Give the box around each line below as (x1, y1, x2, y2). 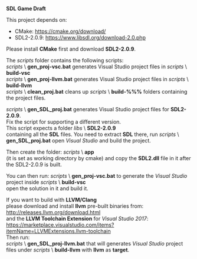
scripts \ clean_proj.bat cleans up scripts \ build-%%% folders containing (6, 88, 188, 95)
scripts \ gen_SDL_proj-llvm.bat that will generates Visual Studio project (6, 240, 183, 247)
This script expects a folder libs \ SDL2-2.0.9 (6, 125, 116, 131)
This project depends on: (6, 16, 67, 23)
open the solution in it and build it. (6, 185, 88, 192)
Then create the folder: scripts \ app (6, 148, 94, 155)
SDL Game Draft (6, 5, 46, 12)
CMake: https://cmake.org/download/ (14, 28, 106, 35)
